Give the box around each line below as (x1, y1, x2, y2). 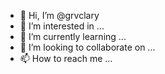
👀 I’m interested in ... (19, 20, 105, 32)
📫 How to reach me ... (19, 53, 113, 64)
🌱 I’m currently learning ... (19, 31, 127, 42)
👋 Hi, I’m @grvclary (19, 10, 100, 21)
